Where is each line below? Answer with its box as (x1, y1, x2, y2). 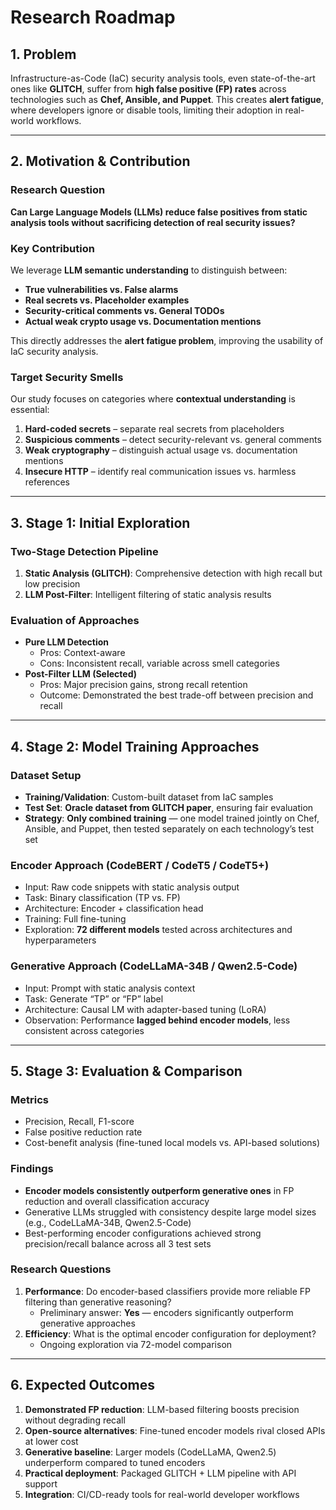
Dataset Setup (10, 768, 82, 782)
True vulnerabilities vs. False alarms (24, 283, 179, 295)
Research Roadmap (10, 6, 176, 29)
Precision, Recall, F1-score (24, 1116, 135, 1128)
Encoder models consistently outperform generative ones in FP (24, 1184, 295, 1196)
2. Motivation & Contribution (10, 153, 191, 170)
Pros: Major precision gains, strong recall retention (39, 679, 248, 691)
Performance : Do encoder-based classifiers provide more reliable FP (24, 1285, 312, 1297)
